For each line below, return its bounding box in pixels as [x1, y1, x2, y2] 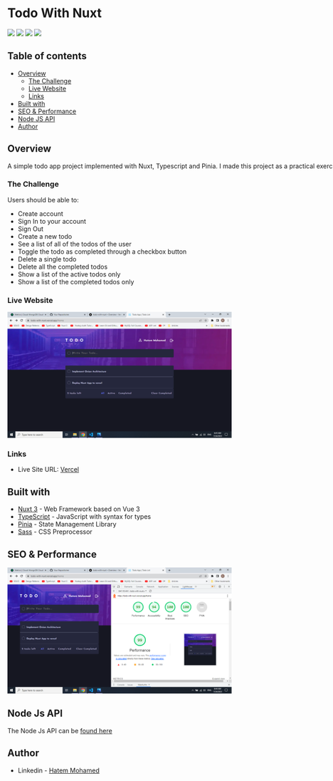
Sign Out [17, 224, 44, 233]
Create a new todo [17, 232, 73, 240]
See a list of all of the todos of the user [17, 239, 132, 248]
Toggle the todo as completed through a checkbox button [17, 247, 187, 256]
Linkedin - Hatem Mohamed [17, 766, 100, 775]
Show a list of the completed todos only [17, 277, 134, 286]
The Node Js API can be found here [7, 726, 112, 735]
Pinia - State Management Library [17, 520, 117, 529]
